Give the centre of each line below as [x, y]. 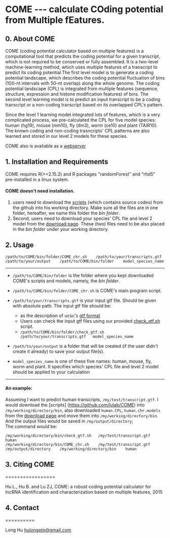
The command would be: [31, 427]
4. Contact [22, 508]
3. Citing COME [30, 465]
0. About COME [30, 39]
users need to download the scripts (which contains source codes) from [88, 202]
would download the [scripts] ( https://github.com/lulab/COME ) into [75, 405]
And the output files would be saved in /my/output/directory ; [69, 421]
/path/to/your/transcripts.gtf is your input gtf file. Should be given [84, 300]
